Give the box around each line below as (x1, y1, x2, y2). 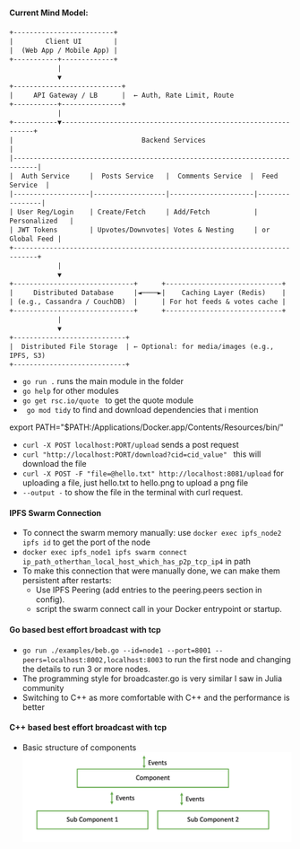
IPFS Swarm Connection (9, 507, 101, 518)
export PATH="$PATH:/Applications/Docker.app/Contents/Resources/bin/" (9, 422, 284, 433)
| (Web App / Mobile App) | (9, 46, 118, 56)
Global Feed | (9, 234, 63, 244)
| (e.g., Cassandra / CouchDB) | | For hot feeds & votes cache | (9, 297, 287, 307)
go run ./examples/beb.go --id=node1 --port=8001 (21, 646, 212, 655)
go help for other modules (21, 386, 119, 397)
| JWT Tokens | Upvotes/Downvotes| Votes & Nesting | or (9, 225, 270, 235)
